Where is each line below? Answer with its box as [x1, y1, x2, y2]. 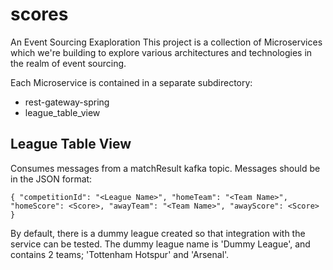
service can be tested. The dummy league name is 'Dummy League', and [10, 238, 311, 250]
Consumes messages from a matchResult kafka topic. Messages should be [10, 162, 321, 174]
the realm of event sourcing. [10, 57, 127, 69]
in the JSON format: [10, 173, 93, 185]
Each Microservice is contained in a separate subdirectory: [10, 76, 253, 88]
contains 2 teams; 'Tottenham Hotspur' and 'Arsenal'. [10, 248, 230, 260]
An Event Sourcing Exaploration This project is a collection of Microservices [10, 36, 323, 48]
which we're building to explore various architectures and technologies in [10, 46, 313, 58]
